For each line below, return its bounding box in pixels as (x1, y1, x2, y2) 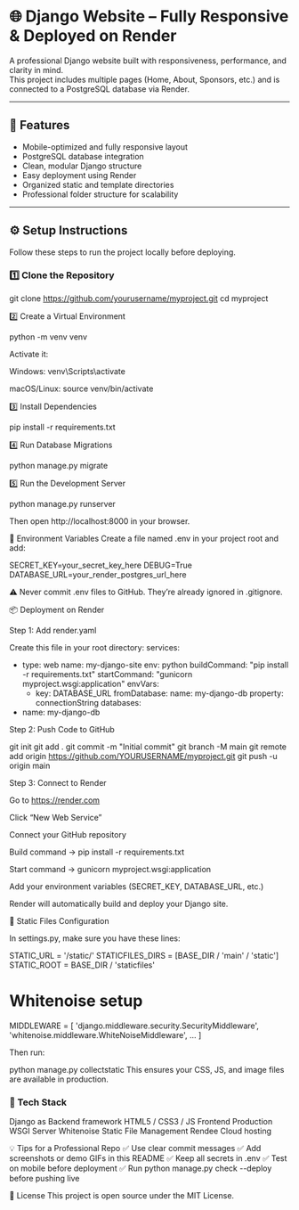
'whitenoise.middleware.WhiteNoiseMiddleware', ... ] (9, 1029, 202, 1040)
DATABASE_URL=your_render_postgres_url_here (9, 568, 187, 580)
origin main (9, 760, 51, 771)
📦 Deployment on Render (9, 604, 105, 615)
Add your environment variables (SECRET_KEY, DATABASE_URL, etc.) (9, 880, 264, 892)
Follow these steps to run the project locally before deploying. (9, 247, 236, 258)
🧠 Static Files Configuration (9, 915, 109, 926)
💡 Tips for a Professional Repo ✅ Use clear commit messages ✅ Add (9, 1143, 262, 1154)
